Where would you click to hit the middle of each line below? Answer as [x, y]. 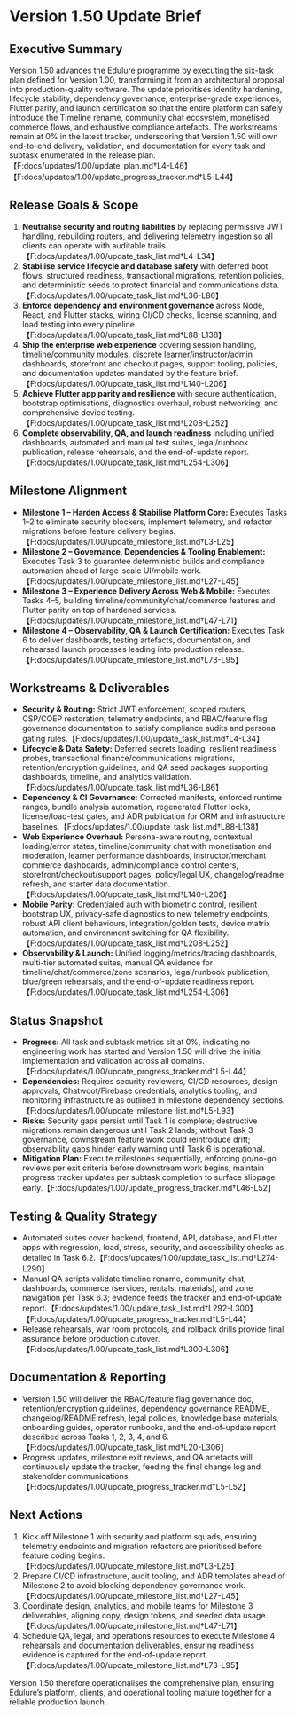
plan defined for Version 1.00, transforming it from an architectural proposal [147, 80]
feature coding [49, 1555]
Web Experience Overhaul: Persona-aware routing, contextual [137, 837]
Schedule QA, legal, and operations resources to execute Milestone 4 [148, 1635]
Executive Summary [66, 49]
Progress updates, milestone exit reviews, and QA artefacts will [137, 1457]
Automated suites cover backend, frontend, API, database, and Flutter [149, 1238]
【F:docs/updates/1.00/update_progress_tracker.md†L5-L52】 [136, 1486]
